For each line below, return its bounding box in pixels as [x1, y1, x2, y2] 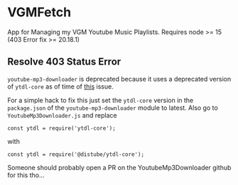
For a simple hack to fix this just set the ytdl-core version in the [7, 96, 194, 104]
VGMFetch [7, 4, 72, 21]
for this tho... [7, 171, 45, 179]
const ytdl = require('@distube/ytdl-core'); [7, 150, 144, 158]
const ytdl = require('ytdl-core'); [7, 125, 116, 132]
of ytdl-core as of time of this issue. [7, 82, 114, 91]
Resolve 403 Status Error [7, 56, 121, 68]
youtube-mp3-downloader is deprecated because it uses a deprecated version [7, 74, 232, 83]
